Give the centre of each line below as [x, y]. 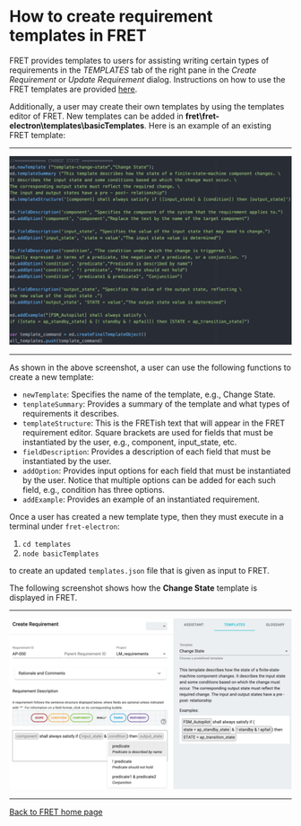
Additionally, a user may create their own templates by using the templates [147, 106]
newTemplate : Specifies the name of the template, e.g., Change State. [149, 395]
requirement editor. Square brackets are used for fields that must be [147, 433]
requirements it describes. [70, 414]
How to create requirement [111, 17]
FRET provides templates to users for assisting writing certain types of [139, 60]
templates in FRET [78, 35]
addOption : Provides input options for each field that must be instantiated [156, 471]
